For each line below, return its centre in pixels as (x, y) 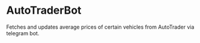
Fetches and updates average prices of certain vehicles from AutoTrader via (100, 27)
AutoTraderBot (44, 10)
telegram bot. (23, 33)
